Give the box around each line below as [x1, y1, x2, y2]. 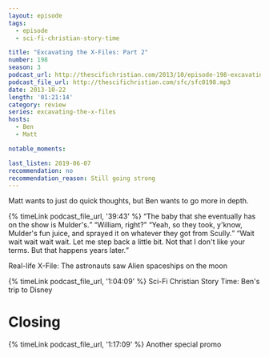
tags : [8, 19, 26, 27]
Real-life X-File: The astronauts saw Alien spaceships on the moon [8, 261, 228, 271]
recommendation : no [8, 166, 74, 174]
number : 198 [8, 56, 48, 64]
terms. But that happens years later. [8, 246, 126, 255]
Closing [8, 313, 61, 331]
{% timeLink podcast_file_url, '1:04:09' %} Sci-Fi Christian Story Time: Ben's [8, 277, 260, 287]
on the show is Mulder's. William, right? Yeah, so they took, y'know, [8, 220, 243, 230]
